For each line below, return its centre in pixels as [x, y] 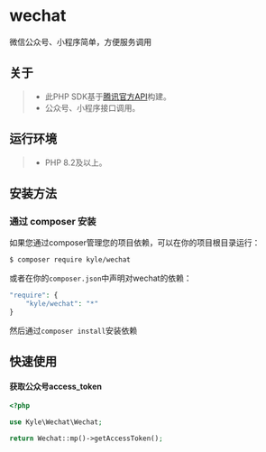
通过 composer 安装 [53, 221]
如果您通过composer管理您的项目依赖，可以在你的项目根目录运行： [135, 243]
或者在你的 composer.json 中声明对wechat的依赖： [101, 278]
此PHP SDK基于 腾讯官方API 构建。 [108, 97]
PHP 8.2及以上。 [76, 162]
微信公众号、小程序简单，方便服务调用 [80, 42]
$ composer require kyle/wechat [70, 260]
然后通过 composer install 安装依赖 [73, 330]
